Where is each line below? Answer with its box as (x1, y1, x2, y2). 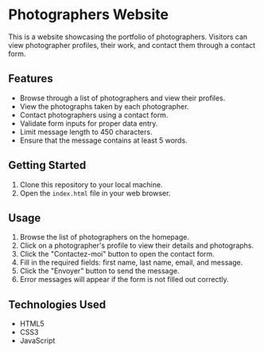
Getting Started (8, 159, 87, 172)
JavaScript (19, 336, 56, 346)
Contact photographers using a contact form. (19, 110, 169, 120)
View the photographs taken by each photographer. (19, 101, 189, 111)
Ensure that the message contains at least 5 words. (19, 135, 188, 145)
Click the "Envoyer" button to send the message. (19, 266, 180, 276)
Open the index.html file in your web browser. (19, 188, 171, 198)
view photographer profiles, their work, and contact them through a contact (8, 40, 256, 49)
